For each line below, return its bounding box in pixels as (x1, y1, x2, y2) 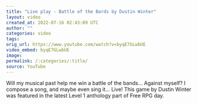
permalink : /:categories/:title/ (6, 58, 88, 64)
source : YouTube (6, 63, 46, 70)
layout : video (6, 14, 41, 20)
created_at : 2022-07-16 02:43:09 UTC (6, 19, 99, 25)
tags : (6, 36, 19, 42)
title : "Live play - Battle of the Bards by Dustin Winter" (6, 8, 157, 15)
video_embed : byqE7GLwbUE (6, 47, 69, 53)
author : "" (6, 25, 33, 31)
